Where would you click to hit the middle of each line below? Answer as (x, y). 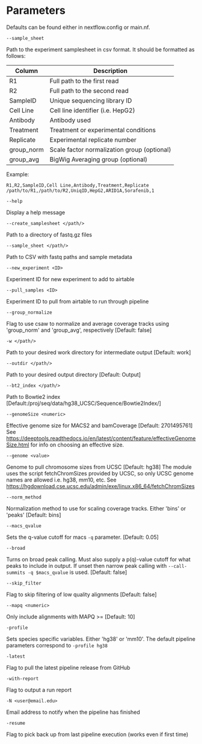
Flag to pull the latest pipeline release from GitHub (68, 667)
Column (26, 71)
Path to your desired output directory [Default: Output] (74, 374)
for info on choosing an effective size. (77, 445)
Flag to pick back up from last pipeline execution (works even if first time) (97, 734)
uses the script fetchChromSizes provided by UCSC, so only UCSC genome (100, 473)
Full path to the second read (89, 91)
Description (110, 71)
